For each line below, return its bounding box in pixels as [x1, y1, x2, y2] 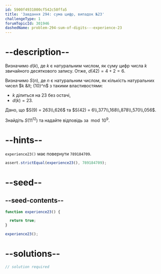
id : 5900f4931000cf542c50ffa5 [5, 7, 67, 12]
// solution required [5, 264, 50, 269]
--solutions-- [5, 248, 61, 259]
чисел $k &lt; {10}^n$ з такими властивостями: [5, 83, 103, 89]
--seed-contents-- [5, 196, 64, 205]
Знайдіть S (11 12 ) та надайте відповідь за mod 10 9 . [5, 116, 110, 123]
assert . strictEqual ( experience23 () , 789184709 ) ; [5, 160, 107, 165]
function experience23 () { [5, 209, 61, 214]
